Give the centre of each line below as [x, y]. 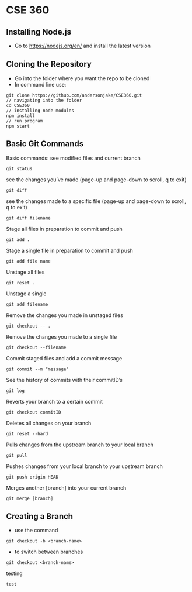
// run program [25, 121]
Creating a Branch [40, 516]
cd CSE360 [18, 105]
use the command [36, 531]
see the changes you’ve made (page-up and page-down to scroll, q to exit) [96, 180]
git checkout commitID [34, 412]
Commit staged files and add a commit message [64, 358]
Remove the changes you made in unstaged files [65, 315]
